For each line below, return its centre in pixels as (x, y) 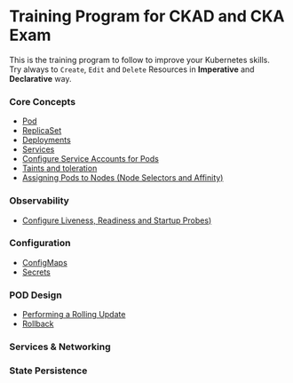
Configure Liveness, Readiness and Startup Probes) (117, 220)
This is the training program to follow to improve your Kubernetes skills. (140, 60)
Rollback (38, 324)
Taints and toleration (59, 168)
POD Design (36, 295)
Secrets (36, 272)
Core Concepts (43, 101)
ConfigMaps (45, 262)
